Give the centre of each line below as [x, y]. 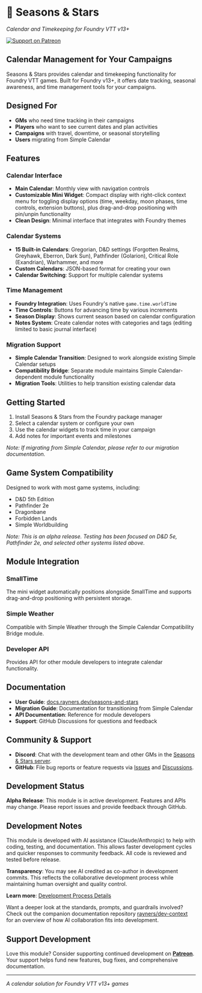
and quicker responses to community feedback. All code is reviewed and [96, 853]
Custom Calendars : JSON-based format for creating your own [93, 268]
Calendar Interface [34, 175]
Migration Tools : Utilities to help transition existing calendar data [95, 383]
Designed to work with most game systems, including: [73, 487]
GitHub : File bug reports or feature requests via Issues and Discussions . [104, 767]
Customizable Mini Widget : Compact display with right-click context [100, 195]
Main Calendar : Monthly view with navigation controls [82, 188]
